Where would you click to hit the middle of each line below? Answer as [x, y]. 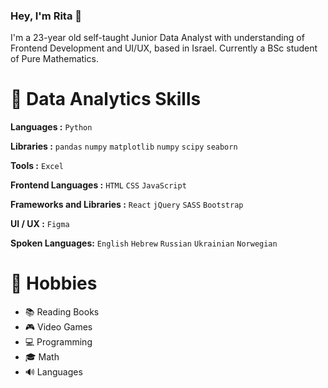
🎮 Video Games [58, 327]
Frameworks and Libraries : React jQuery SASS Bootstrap [127, 205]
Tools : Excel [37, 166]
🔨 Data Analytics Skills [106, 99]
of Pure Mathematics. [54, 59]
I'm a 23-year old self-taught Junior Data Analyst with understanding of [157, 38]
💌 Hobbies [54, 283]
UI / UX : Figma [40, 224]
